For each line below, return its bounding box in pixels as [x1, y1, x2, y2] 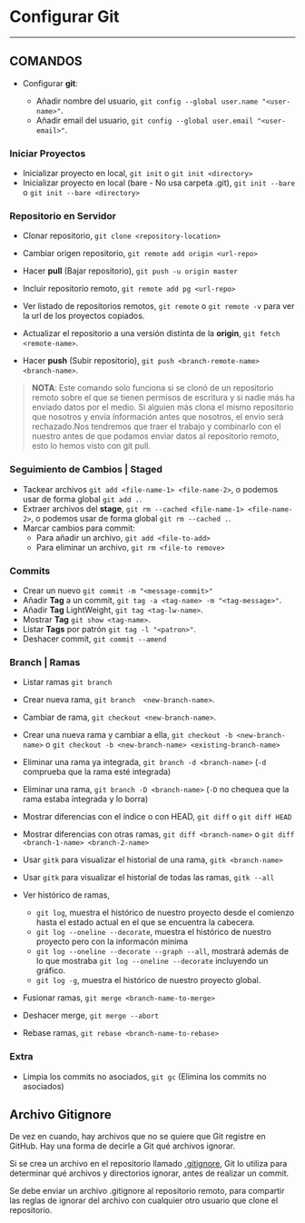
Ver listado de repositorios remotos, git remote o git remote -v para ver [22, 301, 295, 312]
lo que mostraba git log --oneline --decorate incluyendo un [35, 956, 269, 967]
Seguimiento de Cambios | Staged [9, 463, 163, 476]
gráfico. [35, 965, 66, 976]
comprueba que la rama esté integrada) [22, 766, 172, 778]
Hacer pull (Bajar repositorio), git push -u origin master [22, 265, 238, 276]
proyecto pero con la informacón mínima [35, 936, 189, 947]
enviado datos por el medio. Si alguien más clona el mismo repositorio [31, 402, 294, 413]
